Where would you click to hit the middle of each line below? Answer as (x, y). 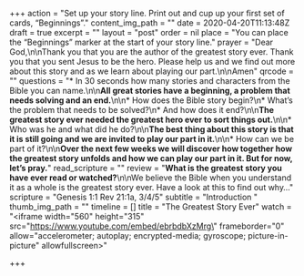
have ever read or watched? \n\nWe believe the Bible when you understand (151, 178)
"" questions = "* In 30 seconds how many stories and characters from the (150, 81)
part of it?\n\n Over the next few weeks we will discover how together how (151, 148)
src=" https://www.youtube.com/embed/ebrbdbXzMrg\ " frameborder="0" (147, 226)
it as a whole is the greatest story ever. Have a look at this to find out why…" (152, 187)
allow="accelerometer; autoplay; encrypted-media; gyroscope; (128, 235)
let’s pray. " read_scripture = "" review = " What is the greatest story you (146, 168)
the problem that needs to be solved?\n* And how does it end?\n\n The (142, 110)
